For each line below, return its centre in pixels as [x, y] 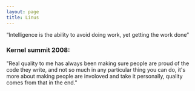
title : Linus [23, 17]
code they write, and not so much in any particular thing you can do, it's [96, 69]
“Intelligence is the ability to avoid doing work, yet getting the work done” [98, 34]
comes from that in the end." [42, 83]
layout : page [23, 12]
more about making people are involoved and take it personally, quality [94, 76]
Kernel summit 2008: [38, 50]
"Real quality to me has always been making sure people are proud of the [98, 63]
